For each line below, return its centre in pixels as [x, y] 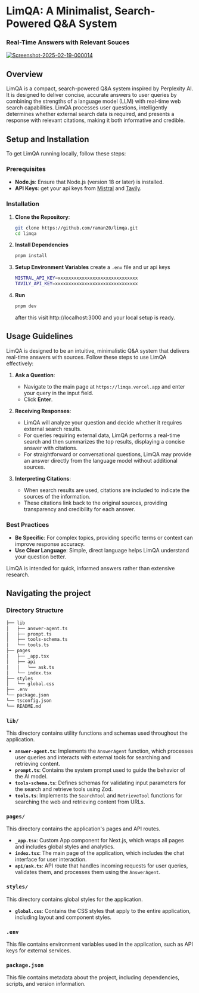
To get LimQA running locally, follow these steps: [66, 154]
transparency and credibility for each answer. [79, 509]
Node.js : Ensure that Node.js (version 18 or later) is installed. [89, 182]
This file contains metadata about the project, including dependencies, [93, 977]
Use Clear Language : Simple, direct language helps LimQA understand [102, 551]
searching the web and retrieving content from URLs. [80, 802]
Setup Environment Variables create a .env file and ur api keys [93, 267]
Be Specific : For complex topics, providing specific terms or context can [104, 538]
